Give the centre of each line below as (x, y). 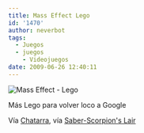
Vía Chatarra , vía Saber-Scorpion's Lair (72, 120)
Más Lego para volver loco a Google (67, 104)
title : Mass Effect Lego (49, 15)
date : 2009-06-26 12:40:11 (53, 67)
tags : (17, 38)
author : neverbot (37, 30)
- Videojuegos (45, 60)
